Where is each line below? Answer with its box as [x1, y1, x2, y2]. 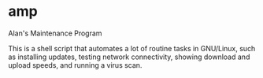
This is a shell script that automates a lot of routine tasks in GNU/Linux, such [8, 43, 256, 53]
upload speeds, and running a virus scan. [8, 60, 143, 69]
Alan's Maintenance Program [8, 28, 102, 38]
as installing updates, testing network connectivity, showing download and [8, 52, 250, 61]
